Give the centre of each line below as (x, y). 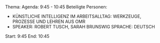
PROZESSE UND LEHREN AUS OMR (49, 21)
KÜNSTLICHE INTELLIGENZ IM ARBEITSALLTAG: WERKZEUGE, (77, 17)
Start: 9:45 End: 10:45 (27, 36)
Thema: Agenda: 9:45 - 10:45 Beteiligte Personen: (56, 7)
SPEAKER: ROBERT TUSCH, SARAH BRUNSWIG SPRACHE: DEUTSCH (83, 27)
